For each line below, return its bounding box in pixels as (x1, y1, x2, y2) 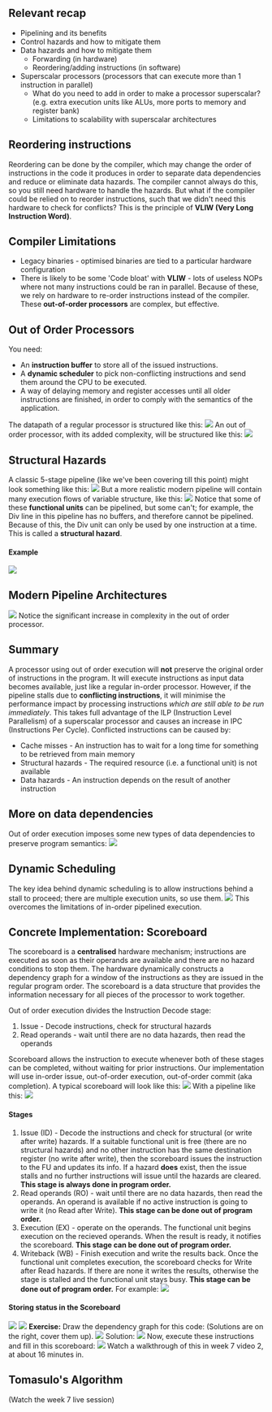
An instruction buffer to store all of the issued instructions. (19, 361, 218, 370)
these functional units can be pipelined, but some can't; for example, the (8, 503, 254, 512)
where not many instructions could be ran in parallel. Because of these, (19, 282, 259, 291)
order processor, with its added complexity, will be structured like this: (8, 430, 244, 439)
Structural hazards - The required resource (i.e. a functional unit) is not (19, 758, 257, 767)
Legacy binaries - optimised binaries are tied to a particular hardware (19, 256, 252, 266)
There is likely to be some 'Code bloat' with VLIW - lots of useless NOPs (19, 274, 263, 283)
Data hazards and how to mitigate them (19, 45, 153, 55)
